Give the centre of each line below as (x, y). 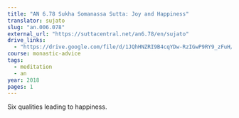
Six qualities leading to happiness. (57, 107)
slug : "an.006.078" (36, 27)
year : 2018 (23, 80)
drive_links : (27, 41)
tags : (15, 60)
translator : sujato (36, 21)
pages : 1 (20, 87)
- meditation (33, 67)
